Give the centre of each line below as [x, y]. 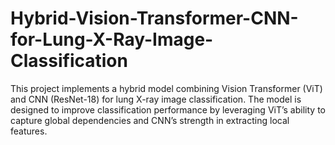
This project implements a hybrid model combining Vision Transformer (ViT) [166, 88]
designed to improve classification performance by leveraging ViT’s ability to [168, 109]
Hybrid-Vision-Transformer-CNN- [154, 18]
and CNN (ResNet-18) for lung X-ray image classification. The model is [156, 99]
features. [29, 131]
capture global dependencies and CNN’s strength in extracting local [150, 120]
